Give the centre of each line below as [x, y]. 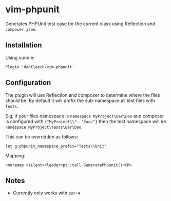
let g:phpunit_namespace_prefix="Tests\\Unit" [56, 146]
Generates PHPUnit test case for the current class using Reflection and [80, 24]
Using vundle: [20, 57]
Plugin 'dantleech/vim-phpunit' [40, 67]
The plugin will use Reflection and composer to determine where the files [83, 95]
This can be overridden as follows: [42, 136]
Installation [24, 45]
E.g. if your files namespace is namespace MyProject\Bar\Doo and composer [85, 116]
